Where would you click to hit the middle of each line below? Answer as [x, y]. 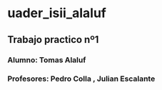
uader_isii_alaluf [57, 13]
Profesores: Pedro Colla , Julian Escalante [81, 79]
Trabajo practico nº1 [53, 40]
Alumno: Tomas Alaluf [47, 60]
